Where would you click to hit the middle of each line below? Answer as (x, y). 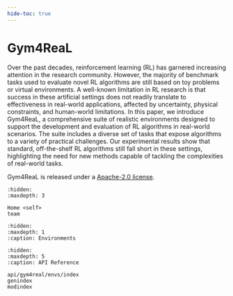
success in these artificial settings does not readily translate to (97, 97)
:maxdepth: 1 (26, 232)
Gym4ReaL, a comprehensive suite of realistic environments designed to (111, 119)
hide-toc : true (29, 14)
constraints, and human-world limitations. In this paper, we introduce (106, 111)
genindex (20, 281)
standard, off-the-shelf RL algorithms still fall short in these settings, (105, 148)
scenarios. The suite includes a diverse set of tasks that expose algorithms (114, 133)
